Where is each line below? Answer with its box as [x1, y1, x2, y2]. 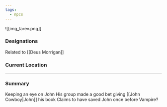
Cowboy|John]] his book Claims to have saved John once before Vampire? [5, 97, 159, 103]
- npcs [9, 12, 23, 17]
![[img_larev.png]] [5, 25, 42, 31]
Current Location [5, 61, 47, 68]
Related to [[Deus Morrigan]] [5, 49, 64, 55]
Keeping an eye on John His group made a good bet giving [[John [5, 91, 140, 97]
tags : [5, 7, 16, 12]
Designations [5, 38, 38, 45]
